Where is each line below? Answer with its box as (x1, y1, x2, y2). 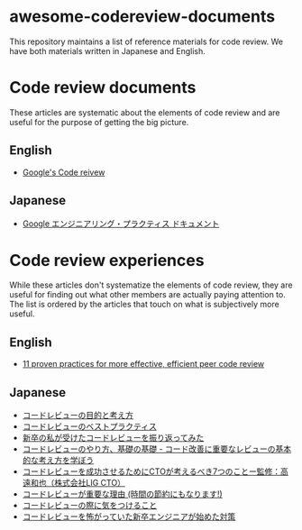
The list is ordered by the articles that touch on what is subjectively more (9, 299, 279, 310)
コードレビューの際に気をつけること (22, 500, 158, 511)
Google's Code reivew (22, 167, 105, 178)
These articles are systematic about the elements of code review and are (9, 106, 280, 118)
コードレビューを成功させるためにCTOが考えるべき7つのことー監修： (22, 466, 281, 477)
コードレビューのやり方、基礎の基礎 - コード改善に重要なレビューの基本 (22, 443, 292, 454)
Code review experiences (9, 250, 205, 270)
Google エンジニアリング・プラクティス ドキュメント (22, 218, 220, 229)
